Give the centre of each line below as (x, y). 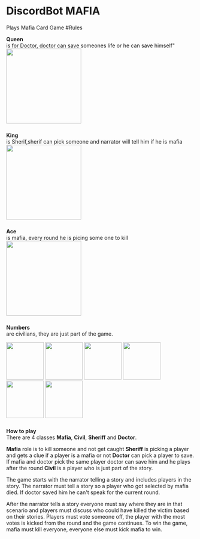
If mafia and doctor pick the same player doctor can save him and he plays (98, 461)
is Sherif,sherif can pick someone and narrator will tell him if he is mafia (94, 141)
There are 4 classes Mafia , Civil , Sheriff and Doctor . (72, 437)
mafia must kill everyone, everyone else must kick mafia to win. (84, 529)
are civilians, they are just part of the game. (60, 334)
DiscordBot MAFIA (53, 11)
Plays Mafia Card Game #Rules (44, 28)
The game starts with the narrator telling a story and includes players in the (99, 479)
